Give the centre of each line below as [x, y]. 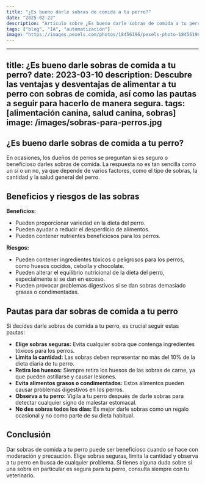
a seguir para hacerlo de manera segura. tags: [96, 103]
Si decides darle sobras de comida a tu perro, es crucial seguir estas [93, 326]
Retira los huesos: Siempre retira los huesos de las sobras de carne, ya [105, 370]
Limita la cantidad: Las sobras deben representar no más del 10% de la [105, 357]
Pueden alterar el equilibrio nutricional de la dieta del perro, [90, 273]
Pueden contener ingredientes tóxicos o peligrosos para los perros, [100, 259]
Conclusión [29, 435]
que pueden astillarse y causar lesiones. [66, 377]
